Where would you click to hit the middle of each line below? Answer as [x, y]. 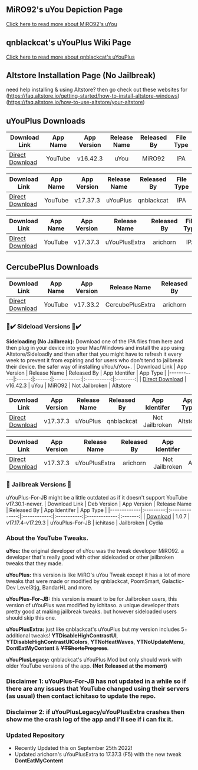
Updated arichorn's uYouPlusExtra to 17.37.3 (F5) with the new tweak [98, 755]
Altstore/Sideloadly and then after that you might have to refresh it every [94, 354]
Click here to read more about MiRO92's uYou [62, 24]
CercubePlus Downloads [52, 267]
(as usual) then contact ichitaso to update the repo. [81, 696]
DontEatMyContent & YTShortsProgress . [57, 648]
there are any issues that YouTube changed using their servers [98, 688]
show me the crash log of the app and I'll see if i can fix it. [90, 719]
